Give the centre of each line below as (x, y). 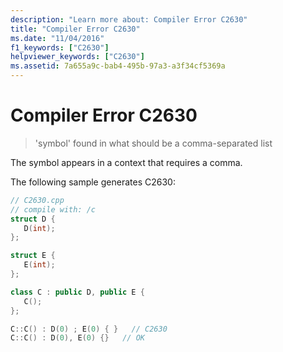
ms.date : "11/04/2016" (57, 38)
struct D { (33, 219)
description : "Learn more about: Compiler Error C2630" (129, 19)
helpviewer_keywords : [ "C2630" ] (77, 57)
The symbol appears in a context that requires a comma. (126, 162)
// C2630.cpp (37, 200)
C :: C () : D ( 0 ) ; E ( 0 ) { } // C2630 (89, 329)
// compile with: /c (53, 209)
